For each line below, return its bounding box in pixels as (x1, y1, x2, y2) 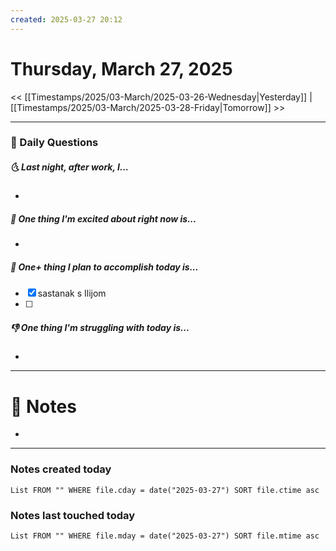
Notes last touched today (10, 508, 136, 522)
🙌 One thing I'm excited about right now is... (10, 213, 197, 225)
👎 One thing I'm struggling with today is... (10, 321, 190, 333)
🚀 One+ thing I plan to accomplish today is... (10, 261, 199, 273)
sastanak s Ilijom (37, 287, 107, 300)
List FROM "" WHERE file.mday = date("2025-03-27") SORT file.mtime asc (10, 531, 320, 541)
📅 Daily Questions (10, 136, 99, 150)
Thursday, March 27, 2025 (10, 57, 233, 80)
